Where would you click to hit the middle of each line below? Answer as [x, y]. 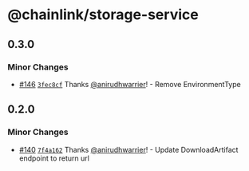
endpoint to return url [54, 158]
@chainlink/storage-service [103, 15]
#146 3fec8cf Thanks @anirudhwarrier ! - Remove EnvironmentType [130, 84]
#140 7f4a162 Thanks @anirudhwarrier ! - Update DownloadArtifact [128, 149]
